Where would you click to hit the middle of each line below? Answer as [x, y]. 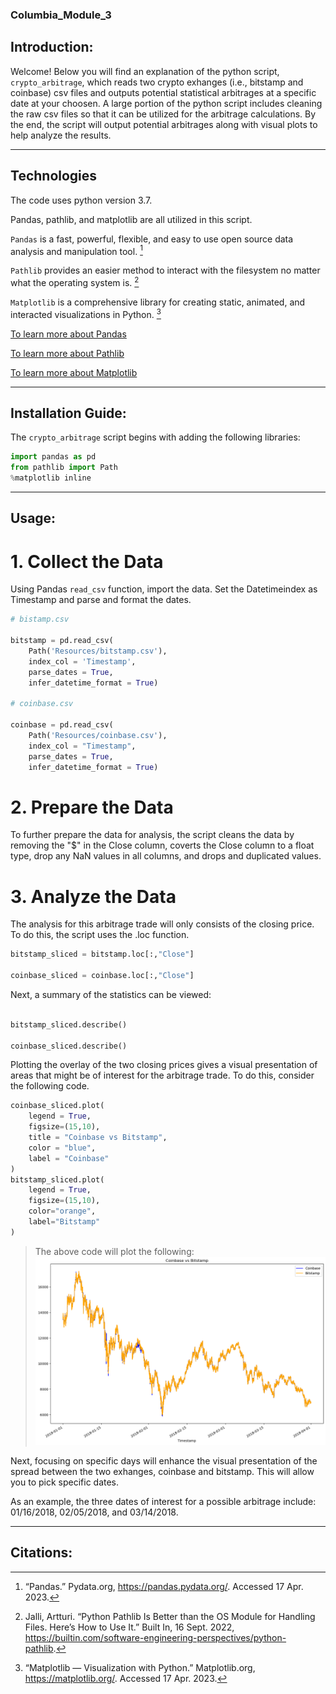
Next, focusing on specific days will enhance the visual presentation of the [164, 1460]
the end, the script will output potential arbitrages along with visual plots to [164, 124]
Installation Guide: [68, 413]
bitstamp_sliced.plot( [57, 1179]
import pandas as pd [53, 457]
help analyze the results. [61, 135]
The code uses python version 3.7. [81, 200]
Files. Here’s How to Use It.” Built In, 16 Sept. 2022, [129, 1627]
